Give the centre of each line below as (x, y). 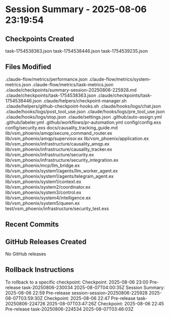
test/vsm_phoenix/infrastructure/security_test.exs (57, 208)
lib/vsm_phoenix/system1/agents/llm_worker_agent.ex (62, 170)
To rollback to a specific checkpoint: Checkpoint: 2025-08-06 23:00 (77, 282)
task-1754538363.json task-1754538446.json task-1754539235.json (77, 51)
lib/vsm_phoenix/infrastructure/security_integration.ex (62, 160)
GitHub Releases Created (46, 242)
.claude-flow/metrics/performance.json (46, 79)
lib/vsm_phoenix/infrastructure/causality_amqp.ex (58, 144)
